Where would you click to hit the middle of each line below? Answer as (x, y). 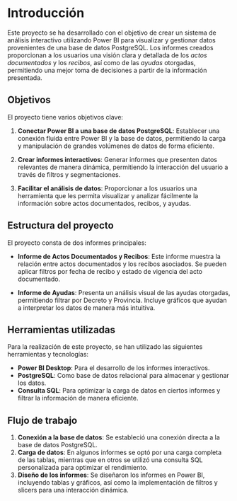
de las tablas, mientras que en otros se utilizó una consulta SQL (110, 460)
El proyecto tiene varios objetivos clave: (65, 117)
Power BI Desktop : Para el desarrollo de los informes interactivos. (114, 368)
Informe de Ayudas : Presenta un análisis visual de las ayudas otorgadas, (124, 292)
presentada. (25, 77)
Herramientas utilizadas (61, 329)
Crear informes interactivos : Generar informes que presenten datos (117, 159)
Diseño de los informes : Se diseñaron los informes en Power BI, (111, 475)
